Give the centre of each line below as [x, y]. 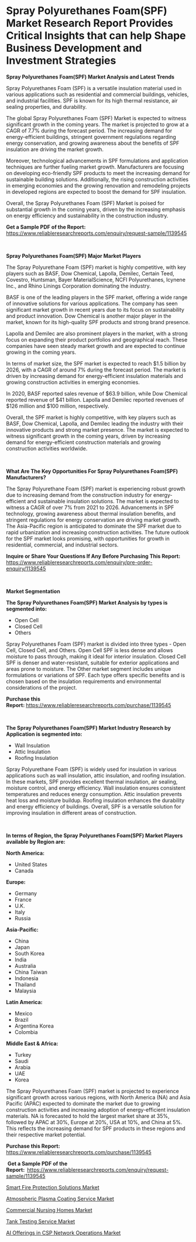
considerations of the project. [42, 687]
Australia [25, 965]
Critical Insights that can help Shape [96, 36]
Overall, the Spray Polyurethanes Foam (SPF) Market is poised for [85, 203]
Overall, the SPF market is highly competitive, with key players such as [91, 417]
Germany [25, 893]
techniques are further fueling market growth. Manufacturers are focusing [95, 167]
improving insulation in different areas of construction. [71, 813]
